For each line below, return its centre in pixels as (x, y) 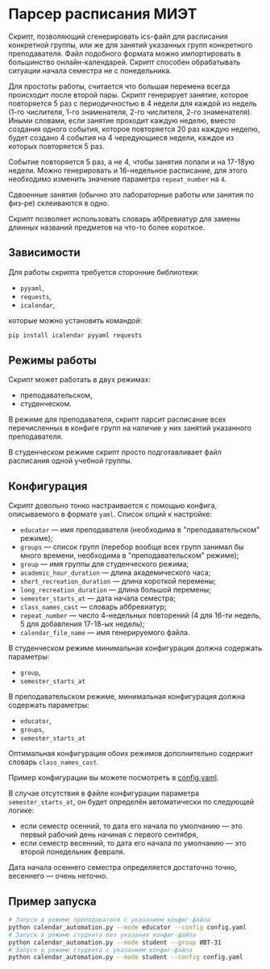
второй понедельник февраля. (73, 852)
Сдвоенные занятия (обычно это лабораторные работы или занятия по (131, 194)
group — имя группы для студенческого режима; (104, 564)
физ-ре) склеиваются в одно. (59, 203)
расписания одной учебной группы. (71, 461)
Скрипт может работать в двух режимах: (80, 380)
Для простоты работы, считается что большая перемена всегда (119, 86)
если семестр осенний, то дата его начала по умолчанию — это (131, 826)
